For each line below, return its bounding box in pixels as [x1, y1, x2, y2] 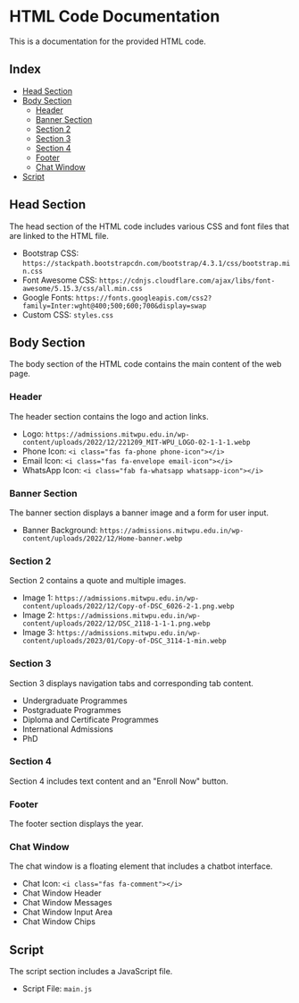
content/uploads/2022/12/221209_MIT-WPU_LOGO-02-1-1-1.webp [21, 438, 251, 446]
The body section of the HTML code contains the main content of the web [9, 359, 282, 370]
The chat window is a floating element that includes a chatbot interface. [9, 861, 273, 871]
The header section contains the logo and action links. [9, 411, 209, 421]
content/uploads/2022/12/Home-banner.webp [21, 534, 183, 543]
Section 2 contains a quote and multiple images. [9, 575, 187, 586]
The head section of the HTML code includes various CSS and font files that [9, 221, 290, 232]
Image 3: [21, 627, 55, 638]
